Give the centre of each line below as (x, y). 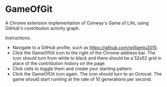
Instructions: (18, 38)
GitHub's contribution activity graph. (42, 28)
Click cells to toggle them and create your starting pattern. (72, 69)
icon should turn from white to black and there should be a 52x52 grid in (87, 58)
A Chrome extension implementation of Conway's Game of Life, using (77, 23)
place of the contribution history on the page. (59, 63)
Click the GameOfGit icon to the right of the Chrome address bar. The (84, 53)
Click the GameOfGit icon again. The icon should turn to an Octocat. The (87, 74)
